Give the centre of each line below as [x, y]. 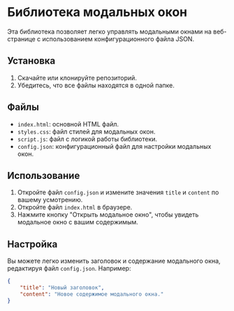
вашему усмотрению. [50, 200]
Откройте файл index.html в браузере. [75, 208]
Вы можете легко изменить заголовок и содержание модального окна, [114, 261]
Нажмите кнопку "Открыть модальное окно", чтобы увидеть [108, 215]
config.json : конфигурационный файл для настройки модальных [114, 146]
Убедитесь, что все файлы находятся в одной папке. [96, 85]
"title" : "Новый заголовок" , [62, 288]
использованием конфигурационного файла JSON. [118, 38]
